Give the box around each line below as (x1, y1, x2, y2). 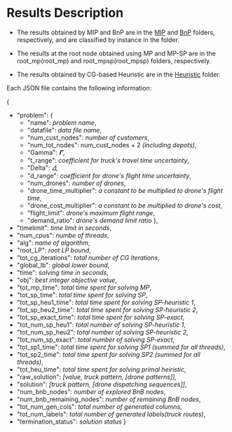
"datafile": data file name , (27, 126, 102, 134)
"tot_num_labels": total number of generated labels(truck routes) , (16, 410, 206, 418)
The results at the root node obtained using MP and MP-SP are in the (16, 49, 217, 58)
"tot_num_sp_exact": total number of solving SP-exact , (16, 335, 175, 344)
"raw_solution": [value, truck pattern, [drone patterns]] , (16, 372, 177, 381)
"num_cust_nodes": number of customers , (27, 133, 150, 142)
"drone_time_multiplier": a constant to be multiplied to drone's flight (27, 186, 224, 194)
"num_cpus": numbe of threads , (16, 231, 109, 239)
